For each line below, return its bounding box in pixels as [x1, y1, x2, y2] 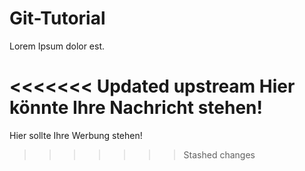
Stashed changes [183, 148, 256, 161]
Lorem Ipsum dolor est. [9, 40, 106, 52]
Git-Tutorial [9, 7, 106, 30]
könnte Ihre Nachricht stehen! [9, 97, 264, 119]
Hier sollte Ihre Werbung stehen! [9, 129, 143, 141]
